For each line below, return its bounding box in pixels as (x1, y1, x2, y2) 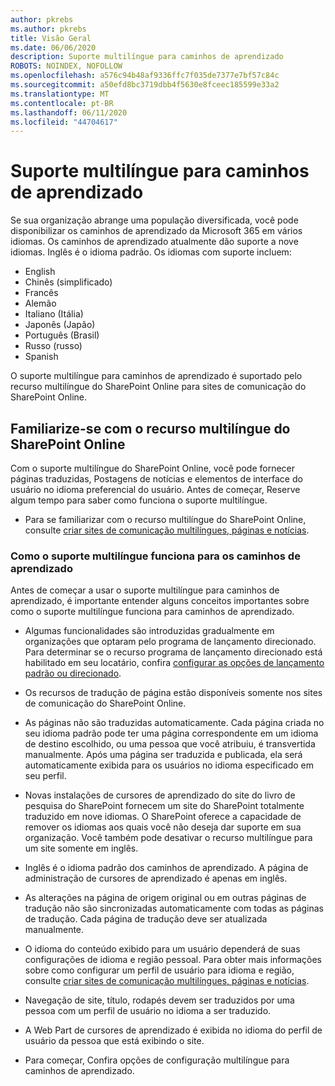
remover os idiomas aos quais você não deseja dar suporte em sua (24, 821, 302, 833)
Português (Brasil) (24, 329, 100, 341)
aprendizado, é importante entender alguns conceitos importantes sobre (10, 595, 310, 607)
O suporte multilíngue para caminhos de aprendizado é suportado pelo (10, 370, 303, 382)
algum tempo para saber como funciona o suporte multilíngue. (10, 494, 268, 506)
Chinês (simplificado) (24, 276, 113, 288)
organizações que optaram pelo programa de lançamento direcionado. (24, 636, 317, 648)
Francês (24, 287, 59, 299)
